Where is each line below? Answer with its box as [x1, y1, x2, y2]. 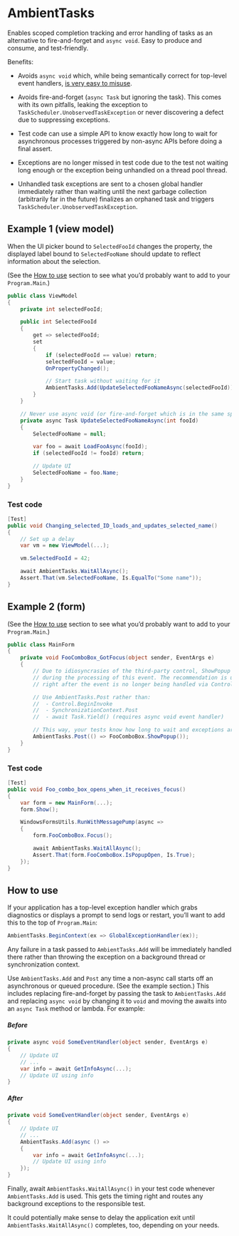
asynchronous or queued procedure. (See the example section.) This [7, 982, 210, 990]
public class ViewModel [7, 292, 78, 299]
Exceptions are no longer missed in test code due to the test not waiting [17, 158, 229, 167]
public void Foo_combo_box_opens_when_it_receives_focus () [7, 786, 186, 793]
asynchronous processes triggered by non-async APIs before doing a [17, 137, 223, 145]
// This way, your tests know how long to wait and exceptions [33, 726, 224, 733]
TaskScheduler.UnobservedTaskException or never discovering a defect [17, 108, 224, 116]
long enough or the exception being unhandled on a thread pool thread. [17, 165, 228, 174]
